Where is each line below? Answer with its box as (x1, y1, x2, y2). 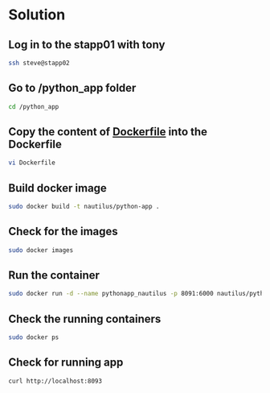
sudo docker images (8, 246, 74, 254)
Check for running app (8, 356, 124, 370)
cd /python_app (8, 102, 59, 110)
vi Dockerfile (8, 159, 56, 167)
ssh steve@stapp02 (8, 59, 70, 67)
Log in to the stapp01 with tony (8, 38, 166, 52)
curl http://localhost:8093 (8, 377, 103, 385)
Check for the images (8, 225, 118, 238)
